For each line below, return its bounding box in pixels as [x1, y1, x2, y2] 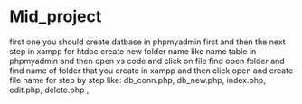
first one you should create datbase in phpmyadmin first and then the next [9, 36, 287, 47]
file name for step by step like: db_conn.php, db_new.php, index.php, [9, 74, 267, 85]
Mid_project [9, 6, 102, 27]
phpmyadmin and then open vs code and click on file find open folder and [9, 55, 285, 66]
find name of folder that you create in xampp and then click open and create [9, 65, 294, 76]
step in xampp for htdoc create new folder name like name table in [9, 45, 257, 56]
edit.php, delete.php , [9, 84, 90, 95]
